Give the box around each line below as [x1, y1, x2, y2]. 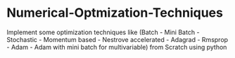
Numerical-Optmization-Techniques [6, 5, 223, 21]
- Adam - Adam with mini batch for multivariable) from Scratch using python [6, 43, 227, 51]
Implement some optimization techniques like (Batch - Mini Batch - [6, 28, 200, 36]
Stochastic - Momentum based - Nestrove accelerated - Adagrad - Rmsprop [6, 35, 229, 43]
